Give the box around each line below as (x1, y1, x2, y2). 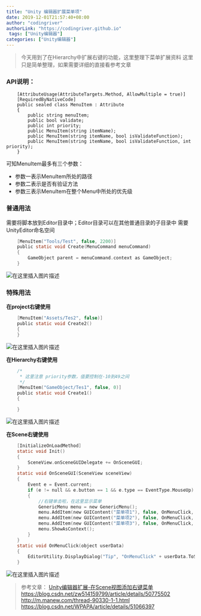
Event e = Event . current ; (28, 482, 93, 488)
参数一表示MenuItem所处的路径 (14, 173, 93, 180)
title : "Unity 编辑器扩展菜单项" (6, 8, 83, 15)
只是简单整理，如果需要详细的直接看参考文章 (20, 61, 132, 68)
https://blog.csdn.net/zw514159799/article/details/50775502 (20, 590, 170, 597)
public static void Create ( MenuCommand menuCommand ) (17, 244, 151, 250)
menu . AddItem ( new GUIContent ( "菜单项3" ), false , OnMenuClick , (38, 520, 194, 526)
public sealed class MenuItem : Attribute (17, 102, 124, 108)
